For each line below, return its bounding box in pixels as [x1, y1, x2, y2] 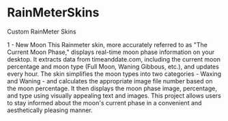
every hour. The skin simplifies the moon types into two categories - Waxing [7, 70, 222, 78]
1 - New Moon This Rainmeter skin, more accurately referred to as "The [7, 40, 208, 49]
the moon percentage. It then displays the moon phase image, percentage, [7, 84, 217, 92]
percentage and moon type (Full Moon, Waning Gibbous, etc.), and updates [7, 62, 220, 70]
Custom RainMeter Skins [7, 27, 76, 36]
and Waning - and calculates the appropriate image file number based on [7, 77, 213, 85]
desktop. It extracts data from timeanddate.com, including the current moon [7, 55, 220, 63]
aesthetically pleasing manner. [7, 106, 94, 114]
